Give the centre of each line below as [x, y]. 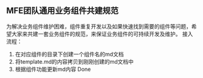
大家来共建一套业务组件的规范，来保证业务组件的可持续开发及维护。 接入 [102, 34]
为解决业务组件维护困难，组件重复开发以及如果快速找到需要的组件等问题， [99, 26]
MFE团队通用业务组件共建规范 [63, 11]
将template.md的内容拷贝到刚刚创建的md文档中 [74, 61]
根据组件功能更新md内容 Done [53, 69]
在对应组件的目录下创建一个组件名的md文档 [69, 54]
